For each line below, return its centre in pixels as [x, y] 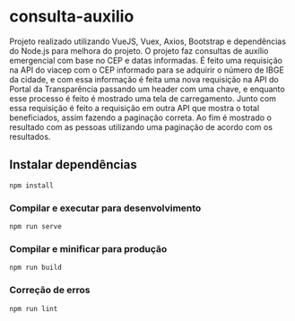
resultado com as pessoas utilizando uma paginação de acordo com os [141, 126]
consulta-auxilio [72, 17]
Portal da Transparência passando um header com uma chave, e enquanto [147, 89]
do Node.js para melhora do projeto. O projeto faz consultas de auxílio [139, 50]
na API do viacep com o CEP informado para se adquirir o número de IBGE [147, 70]
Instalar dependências [73, 165]
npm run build [36, 268]
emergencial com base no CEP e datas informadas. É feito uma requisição [146, 60]
